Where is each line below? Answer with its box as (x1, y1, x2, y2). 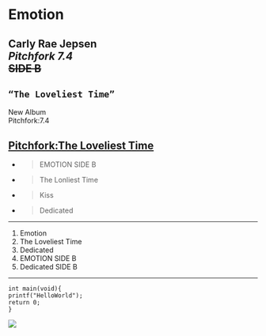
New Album (8, 108, 47, 117)
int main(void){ (8, 285, 62, 293)
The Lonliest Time (39, 176, 99, 185)
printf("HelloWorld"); (8, 292, 83, 300)
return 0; (8, 299, 41, 307)
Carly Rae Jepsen (8, 37, 97, 51)
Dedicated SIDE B (19, 262, 78, 272)
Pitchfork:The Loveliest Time (8, 138, 154, 152)
